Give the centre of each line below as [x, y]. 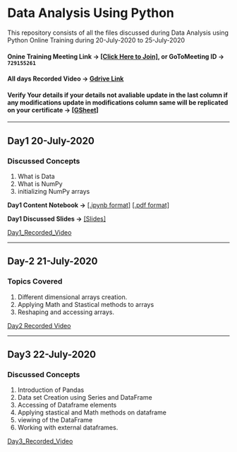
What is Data [36, 176]
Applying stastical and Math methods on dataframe [92, 412]
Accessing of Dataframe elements [67, 405]
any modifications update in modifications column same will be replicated [118, 102]
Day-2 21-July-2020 [53, 261]
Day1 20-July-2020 [51, 140]
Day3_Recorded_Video [40, 441]
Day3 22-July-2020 [52, 355]
